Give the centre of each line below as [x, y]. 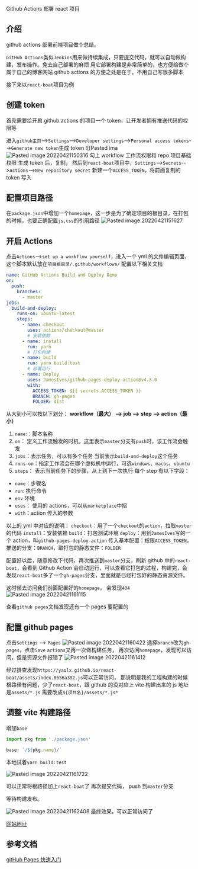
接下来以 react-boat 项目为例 [40, 84]
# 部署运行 [39, 369]
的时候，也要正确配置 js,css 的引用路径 [53, 220]
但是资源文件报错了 [40, 658]
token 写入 [19, 177]
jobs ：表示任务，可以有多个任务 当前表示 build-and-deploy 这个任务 [96, 456]
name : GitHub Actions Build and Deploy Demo [62, 275]
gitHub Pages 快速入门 [34, 860]
